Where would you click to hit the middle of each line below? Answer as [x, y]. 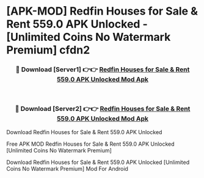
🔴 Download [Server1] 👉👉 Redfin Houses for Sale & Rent [103, 69]
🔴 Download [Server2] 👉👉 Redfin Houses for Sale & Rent [103, 109]
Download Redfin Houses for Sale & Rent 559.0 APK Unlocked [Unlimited [98, 162]
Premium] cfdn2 [48, 50]
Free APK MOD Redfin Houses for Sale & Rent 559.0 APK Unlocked [91, 144]
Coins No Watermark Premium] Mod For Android [67, 168]
